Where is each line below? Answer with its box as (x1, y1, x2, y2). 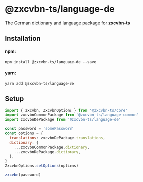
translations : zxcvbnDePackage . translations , (9, 135, 106, 140)
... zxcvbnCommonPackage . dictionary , (14, 145, 90, 150)
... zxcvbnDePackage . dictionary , (14, 149, 81, 154)
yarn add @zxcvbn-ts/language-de (5, 81, 74, 86)
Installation (5, 34, 41, 43)
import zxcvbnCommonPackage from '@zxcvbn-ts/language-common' (5, 112, 139, 118)
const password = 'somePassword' (5, 126, 74, 131)
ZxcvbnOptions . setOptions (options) (5, 163, 79, 168)
